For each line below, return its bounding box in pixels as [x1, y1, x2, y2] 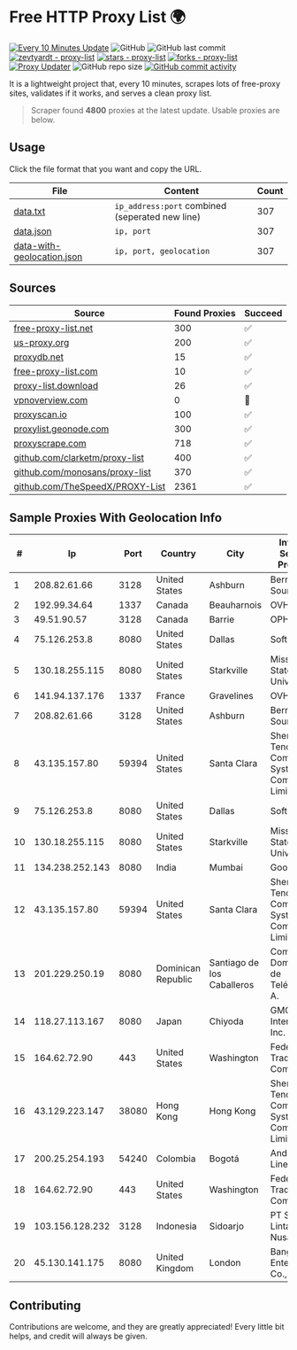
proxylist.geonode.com [13, 423, 110, 435]
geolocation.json [13, 250, 83, 262]
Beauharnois [209, 599, 263, 611]
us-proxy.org [13, 336, 70, 348]
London [209, 1257, 241, 1269]
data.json [13, 225, 52, 237]
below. [30, 114, 56, 125]
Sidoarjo [209, 1220, 245, 1232]
